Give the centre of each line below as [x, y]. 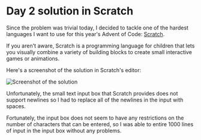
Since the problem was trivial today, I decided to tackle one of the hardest [97, 28]
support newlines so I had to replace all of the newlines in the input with [95, 100]
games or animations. [33, 58]
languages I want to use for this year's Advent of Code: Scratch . [85, 34]
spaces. [16, 106]
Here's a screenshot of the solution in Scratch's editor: [74, 70]
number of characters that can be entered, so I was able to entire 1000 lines [100, 124]
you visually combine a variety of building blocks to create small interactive [99, 52]
